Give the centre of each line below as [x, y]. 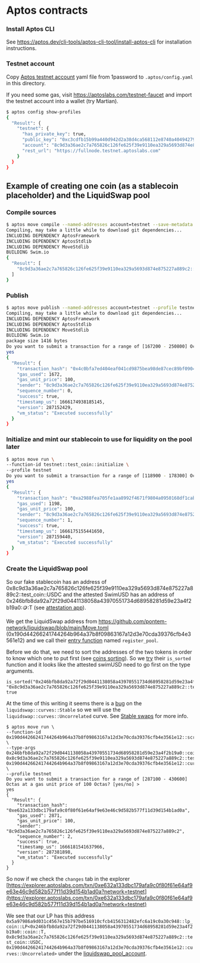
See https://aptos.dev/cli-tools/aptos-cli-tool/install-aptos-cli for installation [99, 42]
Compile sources [31, 212]
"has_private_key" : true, [54, 134]
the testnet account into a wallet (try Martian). [62, 101]
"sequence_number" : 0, [45, 391]
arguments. [20, 671]
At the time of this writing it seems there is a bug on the [74, 703]
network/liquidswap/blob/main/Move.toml [57, 627]
